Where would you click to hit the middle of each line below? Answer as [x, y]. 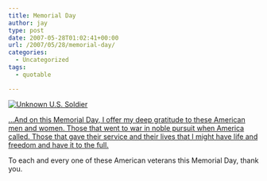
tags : [17, 67]
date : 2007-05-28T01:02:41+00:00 [64, 38]
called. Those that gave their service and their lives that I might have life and [133, 137]
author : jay [28, 23]
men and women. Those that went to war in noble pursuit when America [126, 128]
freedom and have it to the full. [58, 144]
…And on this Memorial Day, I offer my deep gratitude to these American [127, 119]
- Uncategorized [42, 60]
